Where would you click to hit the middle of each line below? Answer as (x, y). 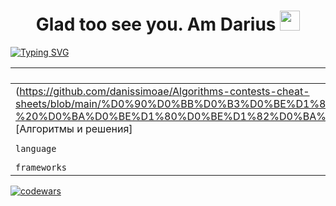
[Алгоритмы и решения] (74, 128)
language (36, 148)
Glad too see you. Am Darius (156, 24)
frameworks (41, 167)
